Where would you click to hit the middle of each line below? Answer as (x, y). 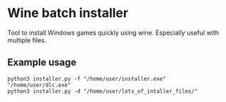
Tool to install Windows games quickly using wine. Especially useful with (113, 33)
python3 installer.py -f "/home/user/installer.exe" (87, 79)
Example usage (42, 63)
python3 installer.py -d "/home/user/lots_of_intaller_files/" (103, 91)
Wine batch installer (68, 13)
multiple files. (27, 40)
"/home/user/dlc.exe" (39, 85)
